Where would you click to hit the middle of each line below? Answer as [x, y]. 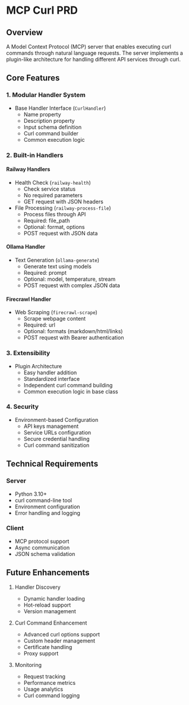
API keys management [51, 426]
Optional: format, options [54, 226]
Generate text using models [58, 266]
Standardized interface [52, 378]
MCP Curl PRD [42, 10]
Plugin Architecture [38, 366]
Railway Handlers [28, 169]
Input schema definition [53, 127]
